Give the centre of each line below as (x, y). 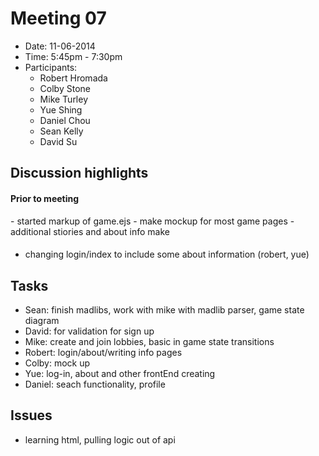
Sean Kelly (61, 131)
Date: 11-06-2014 (60, 46)
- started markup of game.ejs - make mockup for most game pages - (152, 221)
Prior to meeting (45, 198)
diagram (42, 320)
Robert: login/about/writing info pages (103, 352)
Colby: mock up (57, 363)
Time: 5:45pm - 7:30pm (73, 56)
